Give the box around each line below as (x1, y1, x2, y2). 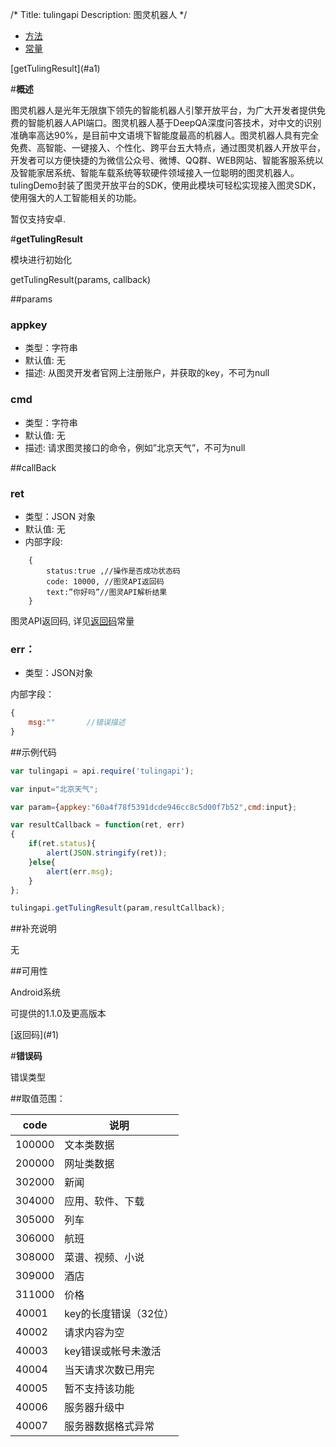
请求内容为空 (64, 1326, 125, 1340)
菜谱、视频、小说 (64, 1251, 145, 1265)
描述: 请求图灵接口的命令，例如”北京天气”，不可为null (24, 441, 246, 453)
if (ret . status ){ (28, 839, 97, 849)
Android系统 (10, 986, 61, 998)
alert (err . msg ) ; (46, 866, 114, 877)
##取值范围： (10, 1093, 66, 1105)
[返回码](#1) (10, 1029, 59, 1041)
